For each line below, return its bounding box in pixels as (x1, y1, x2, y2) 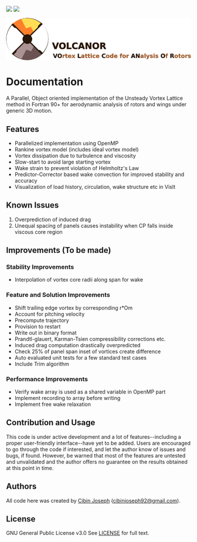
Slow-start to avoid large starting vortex (14, 158, 111, 165)
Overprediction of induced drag (14, 216, 91, 223)
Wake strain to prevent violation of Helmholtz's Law (14, 164, 140, 171)
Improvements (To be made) (6, 245, 111, 255)
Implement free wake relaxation (14, 401, 91, 408)
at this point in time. (6, 464, 54, 472)
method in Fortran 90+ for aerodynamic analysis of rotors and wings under (6, 101, 187, 108)
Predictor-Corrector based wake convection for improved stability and (14, 171, 185, 178)
